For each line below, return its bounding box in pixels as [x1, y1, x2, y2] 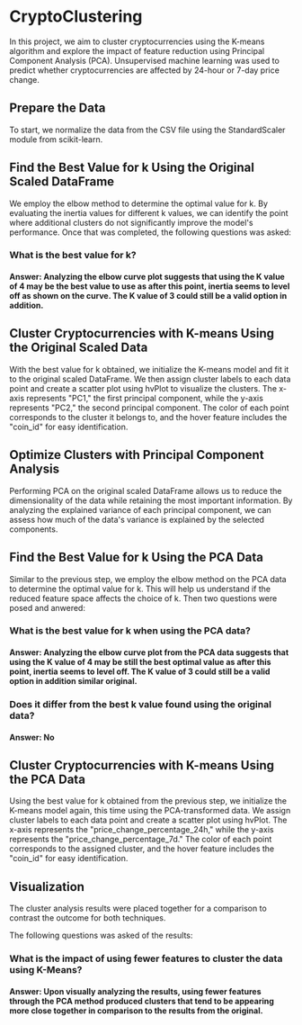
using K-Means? [9, 964, 83, 976]
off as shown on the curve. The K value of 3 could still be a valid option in [9, 291, 288, 301]
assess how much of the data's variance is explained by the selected [9, 514, 265, 525]
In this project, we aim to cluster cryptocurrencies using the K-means [9, 36, 265, 47]
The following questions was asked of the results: [9, 930, 193, 941]
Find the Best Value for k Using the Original [9, 160, 254, 175]
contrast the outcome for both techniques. [9, 913, 166, 923]
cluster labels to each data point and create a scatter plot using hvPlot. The [9, 814, 288, 825]
